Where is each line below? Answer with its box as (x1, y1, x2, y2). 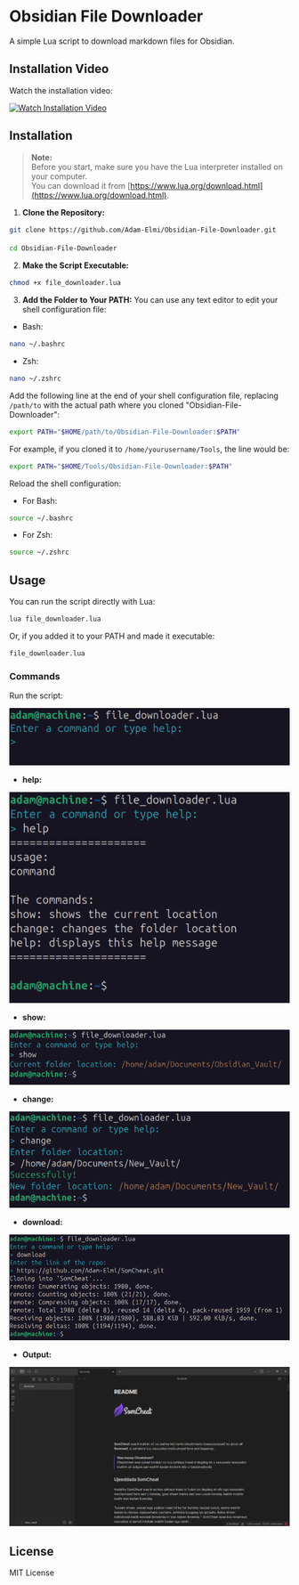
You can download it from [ (30, 180, 131, 191)
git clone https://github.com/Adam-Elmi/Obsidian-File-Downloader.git (9, 225, 277, 234)
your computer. (30, 171, 87, 182)
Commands (9, 670, 61, 682)
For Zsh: (21, 530, 53, 541)
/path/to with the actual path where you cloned (9, 399, 184, 410)
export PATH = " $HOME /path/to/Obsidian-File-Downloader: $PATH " (9, 427, 241, 436)
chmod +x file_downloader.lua (9, 279, 122, 288)
